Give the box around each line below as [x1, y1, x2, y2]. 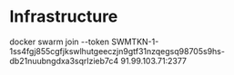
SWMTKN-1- [110, 36, 159, 47]
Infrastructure [9, 6, 118, 27]
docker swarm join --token [9, 36, 110, 47]
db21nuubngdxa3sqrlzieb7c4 [9, 55, 119, 66]
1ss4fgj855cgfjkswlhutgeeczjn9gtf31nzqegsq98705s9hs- [9, 45, 226, 56]
